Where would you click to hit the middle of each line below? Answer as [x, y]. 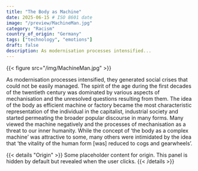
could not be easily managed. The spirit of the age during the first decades [99, 86]
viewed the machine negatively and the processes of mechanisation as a [96, 124]
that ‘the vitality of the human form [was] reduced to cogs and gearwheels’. [99, 143]
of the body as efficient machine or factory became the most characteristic [99, 105]
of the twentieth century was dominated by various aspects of [83, 92]
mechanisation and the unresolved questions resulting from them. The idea [99, 98]
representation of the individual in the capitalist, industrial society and [92, 111]
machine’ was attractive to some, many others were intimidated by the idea [99, 137]
